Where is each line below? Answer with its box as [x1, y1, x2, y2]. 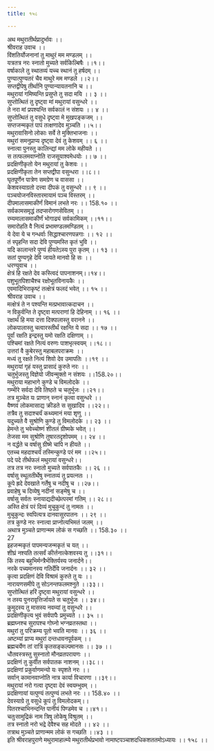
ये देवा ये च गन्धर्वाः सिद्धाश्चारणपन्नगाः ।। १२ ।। [7, 230, 113, 238]
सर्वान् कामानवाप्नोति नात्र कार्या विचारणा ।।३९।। [7, 673, 117, 682]
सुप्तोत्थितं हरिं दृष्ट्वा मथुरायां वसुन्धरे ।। [7, 588, 95, 596]
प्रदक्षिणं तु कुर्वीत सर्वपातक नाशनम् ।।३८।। [7, 658, 104, 666]
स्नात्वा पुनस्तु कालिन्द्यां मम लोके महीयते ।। [7, 144, 102, 152]
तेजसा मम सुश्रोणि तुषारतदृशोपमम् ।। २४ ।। [7, 432, 106, 440]
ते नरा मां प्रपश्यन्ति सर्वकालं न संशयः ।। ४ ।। [7, 105, 109, 114]
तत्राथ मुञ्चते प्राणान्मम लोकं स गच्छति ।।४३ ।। [7, 727, 114, 736]
